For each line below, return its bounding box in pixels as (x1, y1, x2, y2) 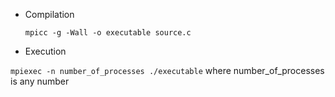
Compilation (24, 9, 75, 20)
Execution (24, 45, 67, 57)
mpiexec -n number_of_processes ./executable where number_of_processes (10, 65, 325, 76)
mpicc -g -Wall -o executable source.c (24, 28, 192, 38)
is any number (10, 75, 70, 87)
